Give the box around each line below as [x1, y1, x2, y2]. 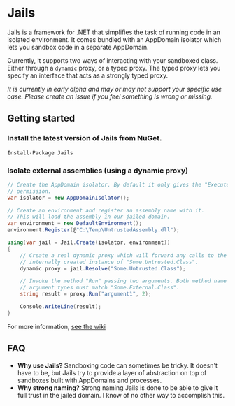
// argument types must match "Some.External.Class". [20, 284, 180, 291]
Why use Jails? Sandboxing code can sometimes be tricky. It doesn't [17, 361, 218, 370]
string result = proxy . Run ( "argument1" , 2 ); [20, 291, 152, 298]
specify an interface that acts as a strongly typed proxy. [7, 71, 169, 80]
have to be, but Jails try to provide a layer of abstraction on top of [17, 368, 207, 377]
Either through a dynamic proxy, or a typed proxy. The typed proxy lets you [7, 64, 221, 72]
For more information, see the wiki [7, 322, 106, 331]
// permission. [7, 187, 52, 195]
